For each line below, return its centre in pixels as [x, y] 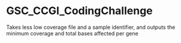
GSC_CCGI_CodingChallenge [79, 11]
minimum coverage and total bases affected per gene [73, 33]
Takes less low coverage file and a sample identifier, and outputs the [91, 27]
